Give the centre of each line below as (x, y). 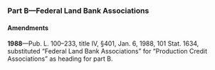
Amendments (28, 28)
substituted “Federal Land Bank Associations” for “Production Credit (107, 51)
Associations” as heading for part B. (60, 59)
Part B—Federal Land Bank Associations (78, 11)
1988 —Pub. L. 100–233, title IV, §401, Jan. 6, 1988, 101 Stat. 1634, (103, 44)
